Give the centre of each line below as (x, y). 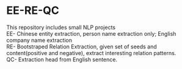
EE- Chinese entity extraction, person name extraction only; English (91, 33)
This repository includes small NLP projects (61, 27)
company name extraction (39, 40)
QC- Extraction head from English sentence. (62, 59)
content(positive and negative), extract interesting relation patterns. (91, 53)
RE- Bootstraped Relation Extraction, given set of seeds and (82, 47)
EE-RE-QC (33, 11)
